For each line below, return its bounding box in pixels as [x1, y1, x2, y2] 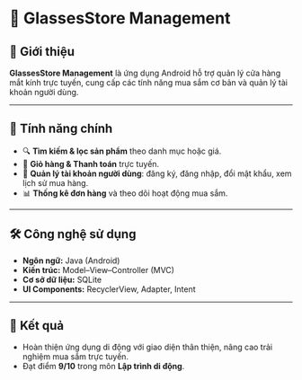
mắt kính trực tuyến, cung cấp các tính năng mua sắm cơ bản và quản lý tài [9, 77, 288, 88]
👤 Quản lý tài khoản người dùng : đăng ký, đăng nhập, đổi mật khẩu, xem [22, 168, 292, 179]
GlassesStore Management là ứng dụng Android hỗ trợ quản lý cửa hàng [9, 67, 281, 78]
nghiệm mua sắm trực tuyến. [22, 351, 129, 362]
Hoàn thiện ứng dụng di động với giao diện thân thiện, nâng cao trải [22, 341, 272, 353]
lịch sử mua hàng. [22, 177, 89, 188]
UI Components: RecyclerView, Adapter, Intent [22, 283, 196, 295]
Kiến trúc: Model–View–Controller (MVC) [22, 264, 175, 275]
